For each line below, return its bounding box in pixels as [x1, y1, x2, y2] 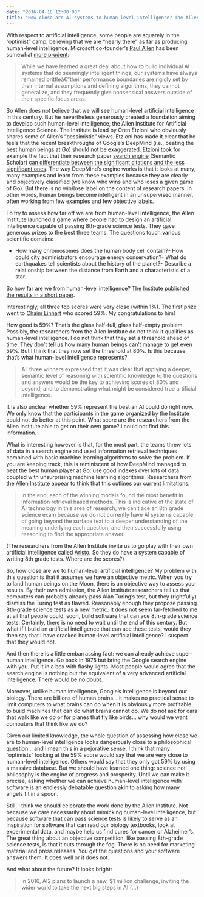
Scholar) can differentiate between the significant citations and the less [6, 158, 185, 166]
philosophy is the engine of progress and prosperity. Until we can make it [6, 770, 189, 778]
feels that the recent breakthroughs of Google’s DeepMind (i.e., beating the [6, 139, 194, 146]
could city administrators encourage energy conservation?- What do [15, 253, 187, 261]
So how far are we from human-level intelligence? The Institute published [6, 285, 189, 292]
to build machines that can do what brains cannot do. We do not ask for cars [6, 707, 198, 714]
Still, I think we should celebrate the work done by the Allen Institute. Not [6, 802, 188, 809]
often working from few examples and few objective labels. [6, 197, 154, 205]
